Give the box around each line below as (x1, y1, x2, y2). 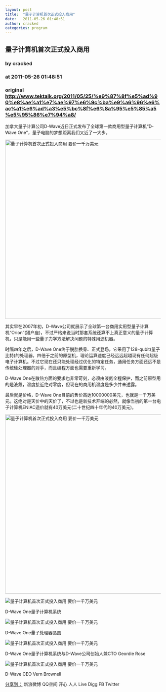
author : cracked (5, 21, 39, 26)
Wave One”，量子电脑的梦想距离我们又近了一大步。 (5, 129, 110, 135)
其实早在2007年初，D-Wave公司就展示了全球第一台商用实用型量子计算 (5, 323, 149, 329)
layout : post (5, 7, 32, 12)
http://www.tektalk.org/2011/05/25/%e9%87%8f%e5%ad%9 (5, 93, 158, 100)
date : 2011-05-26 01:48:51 (5, 16, 65, 21)
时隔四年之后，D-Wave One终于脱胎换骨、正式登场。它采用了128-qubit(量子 (5, 346, 161, 352)
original (5, 87, 24, 94)
